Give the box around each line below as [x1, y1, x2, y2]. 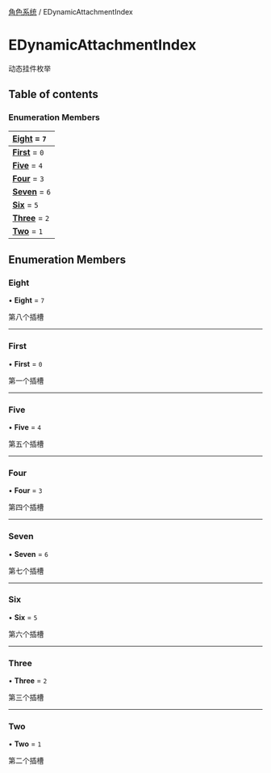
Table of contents [8, 87, 98, 101]
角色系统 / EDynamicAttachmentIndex [8, 7, 133, 16]
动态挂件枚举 [8, 63, 51, 73]
